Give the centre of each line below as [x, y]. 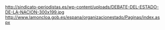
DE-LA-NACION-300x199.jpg [35, 12]
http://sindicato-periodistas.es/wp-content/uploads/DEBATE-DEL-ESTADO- [82, 7]
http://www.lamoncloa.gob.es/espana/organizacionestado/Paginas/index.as [82, 17]
